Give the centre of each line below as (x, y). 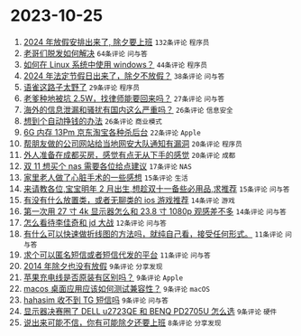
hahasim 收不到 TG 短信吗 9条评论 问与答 (96, 300)
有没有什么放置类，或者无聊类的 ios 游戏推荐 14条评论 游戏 (129, 200)
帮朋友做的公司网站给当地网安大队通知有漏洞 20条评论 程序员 (132, 143)
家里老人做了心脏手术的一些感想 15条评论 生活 (105, 177)
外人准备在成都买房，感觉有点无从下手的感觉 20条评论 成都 (129, 154)
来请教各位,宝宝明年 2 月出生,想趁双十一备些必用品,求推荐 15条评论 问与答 (156, 188)
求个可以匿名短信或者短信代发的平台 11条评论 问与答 (117, 255)
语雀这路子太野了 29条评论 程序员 (82, 87)
